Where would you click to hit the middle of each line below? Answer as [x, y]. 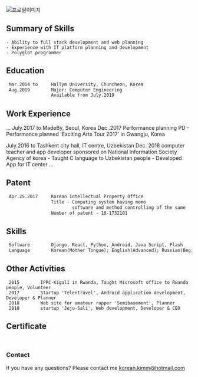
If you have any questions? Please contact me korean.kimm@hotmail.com [96, 368]
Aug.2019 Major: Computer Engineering [65, 90]
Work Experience [39, 114]
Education [25, 71]
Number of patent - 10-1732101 [89, 213]
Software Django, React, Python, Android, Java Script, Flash [96, 245]
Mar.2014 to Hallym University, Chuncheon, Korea [76, 84]
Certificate [27, 327]
